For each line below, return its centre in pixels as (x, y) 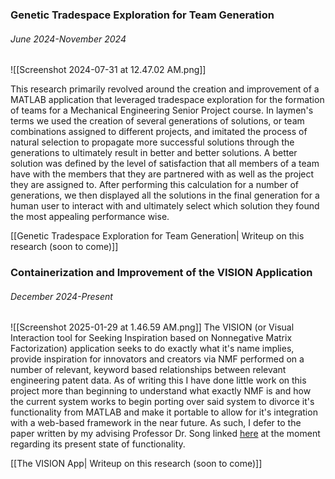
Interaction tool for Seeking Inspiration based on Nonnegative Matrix (151, 338)
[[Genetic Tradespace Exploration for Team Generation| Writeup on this (157, 236)
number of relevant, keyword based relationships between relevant (148, 370)
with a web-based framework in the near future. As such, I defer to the (156, 423)
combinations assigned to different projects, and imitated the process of (159, 132)
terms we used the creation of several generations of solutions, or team (157, 121)
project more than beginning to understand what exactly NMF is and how (161, 391)
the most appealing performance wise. (90, 217)
